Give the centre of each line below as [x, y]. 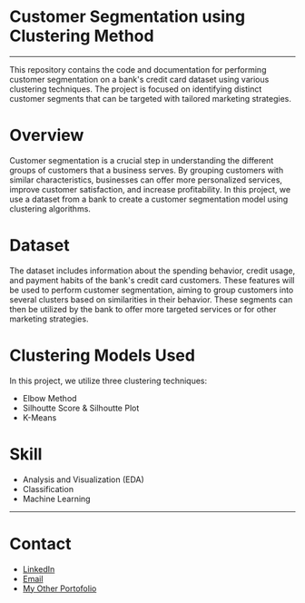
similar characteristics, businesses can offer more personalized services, [146, 180]
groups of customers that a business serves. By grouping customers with [147, 170]
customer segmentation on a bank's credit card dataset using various [139, 79]
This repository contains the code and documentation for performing [138, 69]
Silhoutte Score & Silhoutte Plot [81, 408]
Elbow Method [49, 398]
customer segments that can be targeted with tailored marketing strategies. [151, 98]
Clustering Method [82, 36]
